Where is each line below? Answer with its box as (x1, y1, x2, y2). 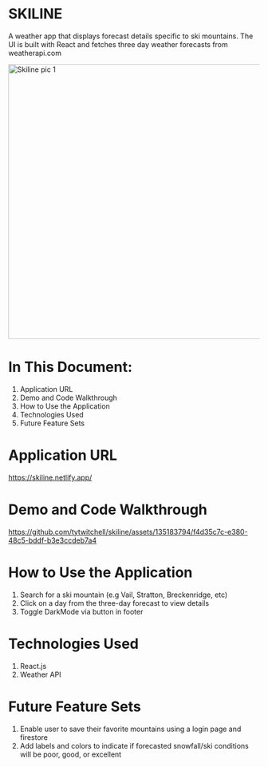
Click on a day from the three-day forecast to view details (19, 598, 210, 607)
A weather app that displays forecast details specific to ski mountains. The (8, 31, 254, 41)
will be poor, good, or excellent (19, 749, 122, 759)
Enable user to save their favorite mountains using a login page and (19, 724, 242, 733)
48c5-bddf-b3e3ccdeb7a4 (8, 536, 97, 545)
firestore (19, 732, 48, 742)
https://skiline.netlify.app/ (8, 472, 93, 482)
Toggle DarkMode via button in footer (19, 607, 144, 616)
